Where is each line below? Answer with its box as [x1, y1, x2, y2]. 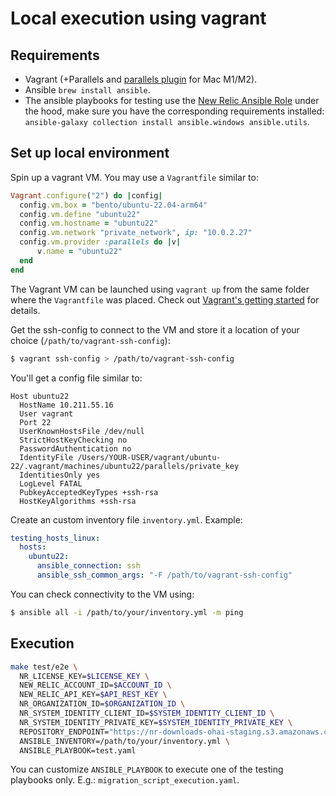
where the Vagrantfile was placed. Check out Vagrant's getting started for [10, 293, 320, 306]
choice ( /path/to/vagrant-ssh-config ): [10, 334, 171, 346]
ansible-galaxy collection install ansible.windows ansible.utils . [24, 116, 310, 127]
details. [10, 304, 41, 316]
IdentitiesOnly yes [19, 470, 101, 480]
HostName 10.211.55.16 [19, 400, 114, 410]
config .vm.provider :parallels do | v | [19, 237, 182, 247]
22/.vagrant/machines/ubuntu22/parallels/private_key [10, 461, 240, 471]
